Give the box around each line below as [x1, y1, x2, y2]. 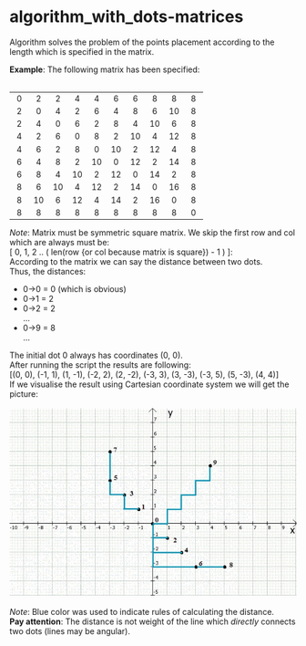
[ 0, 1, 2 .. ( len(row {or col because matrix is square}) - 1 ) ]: [9, 246, 233, 257]
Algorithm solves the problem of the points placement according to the [9, 36, 275, 47]
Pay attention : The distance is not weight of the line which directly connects [9, 616, 296, 627]
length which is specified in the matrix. [9, 46, 155, 57]
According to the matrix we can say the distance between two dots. [9, 256, 263, 267]
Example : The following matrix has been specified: [9, 64, 200, 75]
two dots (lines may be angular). [9, 625, 130, 636]
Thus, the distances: [9, 266, 87, 277]
